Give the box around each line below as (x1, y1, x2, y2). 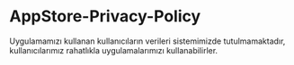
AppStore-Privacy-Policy (9, 6, 201, 27)
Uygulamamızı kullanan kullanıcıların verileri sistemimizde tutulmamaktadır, (9, 36, 286, 46)
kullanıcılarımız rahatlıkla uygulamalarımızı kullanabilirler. (9, 45, 218, 55)
